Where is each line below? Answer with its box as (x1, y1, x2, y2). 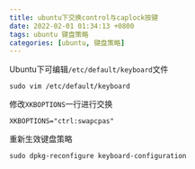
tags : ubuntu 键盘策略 (9, 30, 89, 39)
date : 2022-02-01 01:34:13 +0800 (9, 22, 135, 31)
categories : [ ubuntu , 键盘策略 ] (9, 38, 126, 48)
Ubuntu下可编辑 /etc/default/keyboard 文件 (9, 64, 169, 75)
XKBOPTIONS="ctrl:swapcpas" (9, 117, 115, 126)
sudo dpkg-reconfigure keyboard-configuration (9, 152, 187, 161)
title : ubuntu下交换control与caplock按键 (9, 13, 159, 22)
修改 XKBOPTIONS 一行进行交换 (9, 99, 113, 110)
